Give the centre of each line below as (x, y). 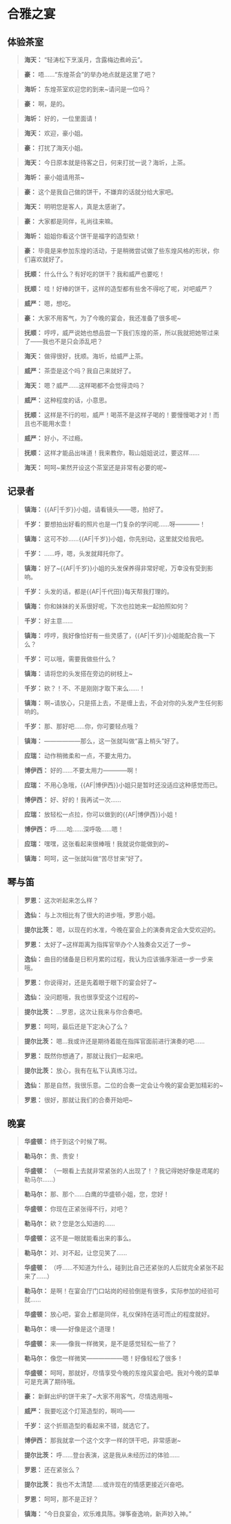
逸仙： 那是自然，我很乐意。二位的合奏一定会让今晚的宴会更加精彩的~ (123, 1085)
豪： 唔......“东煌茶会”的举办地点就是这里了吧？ (90, 74)
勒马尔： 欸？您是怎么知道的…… (69, 1223)
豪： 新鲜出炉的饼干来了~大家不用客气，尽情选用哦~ (99, 1396)
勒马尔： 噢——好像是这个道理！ (70, 1329)
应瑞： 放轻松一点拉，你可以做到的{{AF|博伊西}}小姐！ (101, 814)
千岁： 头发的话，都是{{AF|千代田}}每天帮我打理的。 (99, 591)
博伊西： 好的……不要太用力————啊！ (81, 770)
